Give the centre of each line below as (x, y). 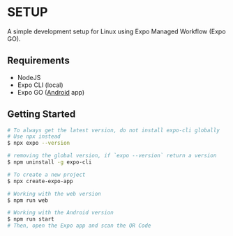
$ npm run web (28, 200)
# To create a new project (46, 175)
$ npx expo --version (39, 143)
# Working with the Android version (60, 213)
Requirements (38, 61)
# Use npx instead (34, 136)
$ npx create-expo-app (40, 181)
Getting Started (42, 115)
